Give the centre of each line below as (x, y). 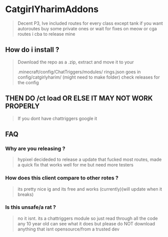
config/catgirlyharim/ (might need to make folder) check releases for (89, 77)
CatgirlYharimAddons (52, 9)
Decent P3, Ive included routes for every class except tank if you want (90, 23)
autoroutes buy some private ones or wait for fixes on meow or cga (87, 28)
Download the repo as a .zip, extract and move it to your (76, 62)
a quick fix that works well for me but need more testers (75, 165)
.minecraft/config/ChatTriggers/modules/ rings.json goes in (79, 72)
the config (28, 82)
